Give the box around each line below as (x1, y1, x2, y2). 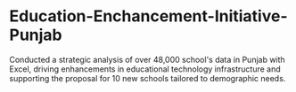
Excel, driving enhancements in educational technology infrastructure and (9, 64, 281, 74)
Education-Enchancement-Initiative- (9, 6, 288, 27)
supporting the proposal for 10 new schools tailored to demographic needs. (9, 73, 286, 83)
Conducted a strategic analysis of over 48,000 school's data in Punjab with (9, 54, 285, 65)
